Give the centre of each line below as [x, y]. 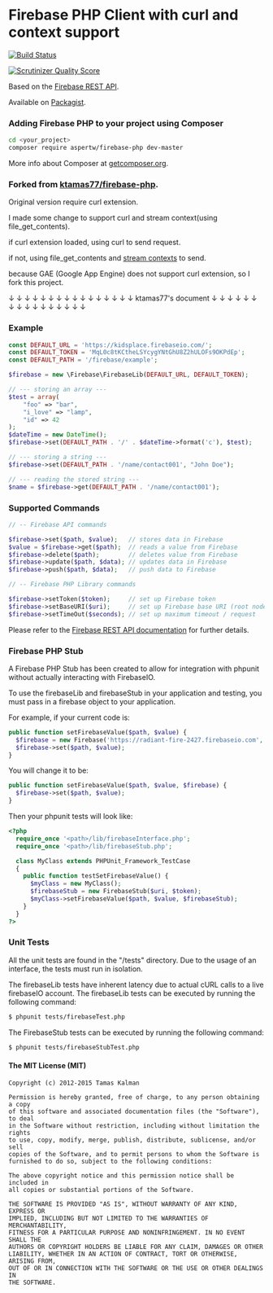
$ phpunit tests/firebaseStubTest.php [74, 1047]
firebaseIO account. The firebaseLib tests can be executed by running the [132, 993]
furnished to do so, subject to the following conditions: [110, 1161]
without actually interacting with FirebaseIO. [82, 677]
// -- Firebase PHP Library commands [72, 585]
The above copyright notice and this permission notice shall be [121, 1175]
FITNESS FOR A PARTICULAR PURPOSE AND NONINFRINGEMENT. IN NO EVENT [127, 1232]
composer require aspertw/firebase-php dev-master [96, 148]
